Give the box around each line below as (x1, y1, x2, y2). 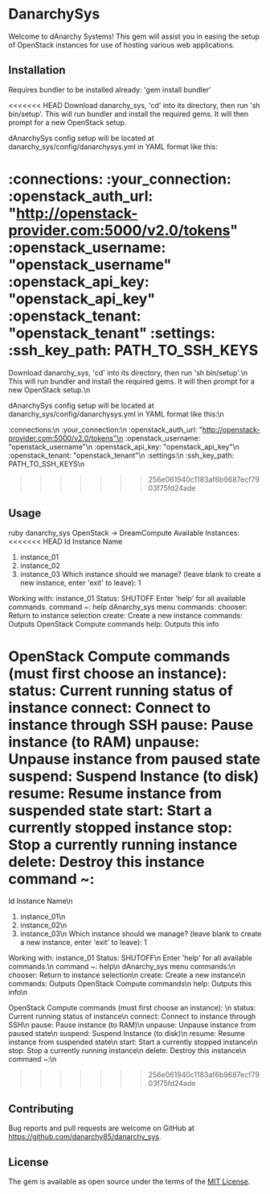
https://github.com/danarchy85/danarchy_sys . (8, 1132, 162, 1142)
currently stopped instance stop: (8, 819, 233, 836)
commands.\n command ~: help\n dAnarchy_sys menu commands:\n (8, 962, 235, 972)
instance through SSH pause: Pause (8, 715, 254, 734)
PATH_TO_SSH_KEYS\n (8, 458, 85, 468)
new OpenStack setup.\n (8, 384, 91, 395)
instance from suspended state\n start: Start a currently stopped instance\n (8, 1037, 259, 1047)
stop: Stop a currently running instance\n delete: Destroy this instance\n (8, 1046, 247, 1055)
